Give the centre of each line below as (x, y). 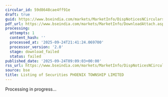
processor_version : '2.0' (37, 47)
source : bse (17, 70)
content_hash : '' (28, 38)
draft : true (17, 14)
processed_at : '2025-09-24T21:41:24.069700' (57, 42)
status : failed (25, 56)
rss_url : (14, 65)
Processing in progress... (31, 89)
